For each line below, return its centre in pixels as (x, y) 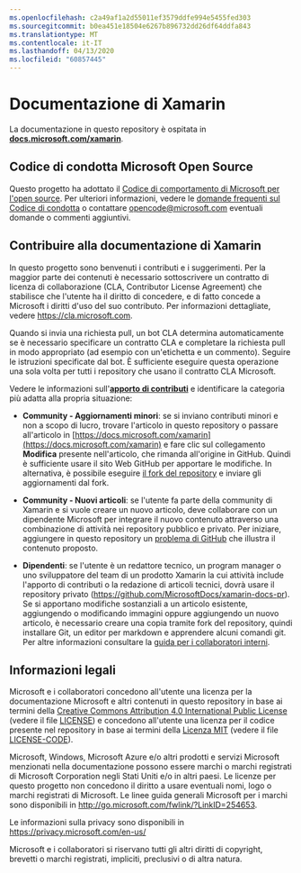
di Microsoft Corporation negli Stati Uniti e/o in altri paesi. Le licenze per (143, 777)
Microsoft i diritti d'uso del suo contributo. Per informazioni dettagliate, (140, 305)
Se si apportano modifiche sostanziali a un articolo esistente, (135, 604)
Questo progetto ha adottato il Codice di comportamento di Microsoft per (145, 188)
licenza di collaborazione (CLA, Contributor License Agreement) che (136, 286)
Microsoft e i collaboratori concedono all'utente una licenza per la (131, 692)
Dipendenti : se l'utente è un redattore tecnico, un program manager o (151, 565)
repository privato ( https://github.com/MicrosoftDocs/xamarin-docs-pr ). (156, 594)
